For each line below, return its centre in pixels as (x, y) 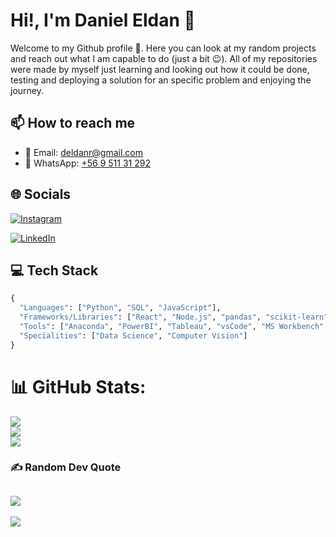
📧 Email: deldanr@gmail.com (84, 152)
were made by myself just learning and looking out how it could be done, (160, 69)
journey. (27, 90)
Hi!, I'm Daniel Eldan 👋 (103, 20)
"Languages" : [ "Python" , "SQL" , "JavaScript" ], (120, 308)
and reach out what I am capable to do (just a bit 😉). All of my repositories (164, 58)
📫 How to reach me (73, 123)
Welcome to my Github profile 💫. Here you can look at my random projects (163, 48)
